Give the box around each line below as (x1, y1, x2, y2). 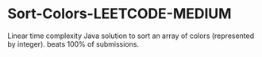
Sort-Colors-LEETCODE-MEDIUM (7, 5, 232, 23)
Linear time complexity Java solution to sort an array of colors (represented (7, 31, 255, 40)
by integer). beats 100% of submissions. (7, 39, 140, 48)
